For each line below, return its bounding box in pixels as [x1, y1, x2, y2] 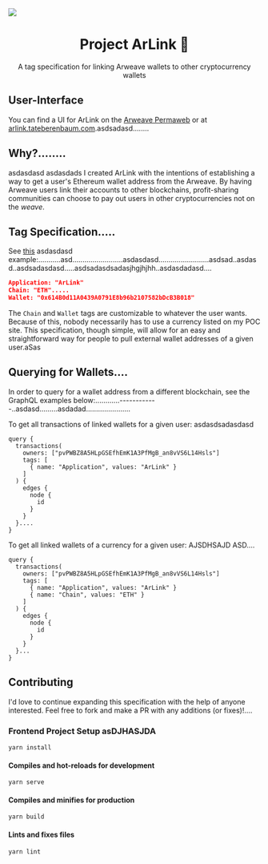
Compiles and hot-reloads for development [8, 761, 155, 770]
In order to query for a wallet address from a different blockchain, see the [8, 386, 250, 396]
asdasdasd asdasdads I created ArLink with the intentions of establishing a [8, 168, 255, 177]
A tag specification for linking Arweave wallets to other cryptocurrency [18, 62, 251, 71]
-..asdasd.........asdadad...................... [8, 404, 130, 414]
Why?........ [8, 147, 66, 160]
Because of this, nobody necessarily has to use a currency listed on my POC [8, 317, 261, 326]
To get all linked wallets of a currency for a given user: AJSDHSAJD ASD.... [8, 540, 255, 550]
